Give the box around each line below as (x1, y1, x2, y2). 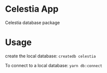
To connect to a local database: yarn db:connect (5, 62, 103, 68)
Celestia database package (5, 20, 60, 25)
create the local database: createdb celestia (5, 53, 96, 59)
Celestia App (5, 3, 59, 15)
